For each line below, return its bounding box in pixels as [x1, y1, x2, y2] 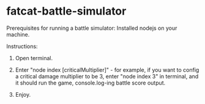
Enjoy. [15, 91, 31, 98]
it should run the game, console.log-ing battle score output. [15, 79, 166, 86]
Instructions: [6, 43, 38, 50]
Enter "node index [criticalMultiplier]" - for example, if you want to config [15, 66, 199, 74]
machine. [6, 30, 30, 38]
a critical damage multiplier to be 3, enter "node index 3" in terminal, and [15, 72, 199, 80]
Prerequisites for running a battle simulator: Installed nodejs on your [6, 24, 177, 32]
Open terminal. [15, 54, 53, 61]
